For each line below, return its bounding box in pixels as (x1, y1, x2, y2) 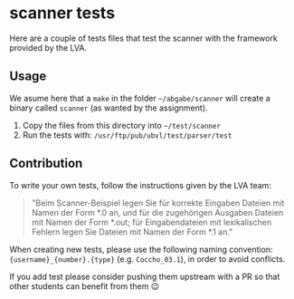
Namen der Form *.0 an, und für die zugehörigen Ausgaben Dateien (31, 207, 284, 217)
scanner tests (9, 3, 116, 24)
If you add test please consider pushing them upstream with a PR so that (9, 271, 280, 282)
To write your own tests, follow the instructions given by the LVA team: (9, 179, 271, 190)
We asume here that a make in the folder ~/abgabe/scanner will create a (9, 92, 270, 103)
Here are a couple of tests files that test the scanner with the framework (9, 33, 278, 43)
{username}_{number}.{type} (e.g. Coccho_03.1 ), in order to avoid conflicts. (9, 253, 286, 265)
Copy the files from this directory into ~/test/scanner (22, 120, 222, 130)
